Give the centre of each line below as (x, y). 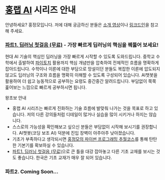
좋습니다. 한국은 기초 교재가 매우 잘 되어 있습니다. (65, 158)
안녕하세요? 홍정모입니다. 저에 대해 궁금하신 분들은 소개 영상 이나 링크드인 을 (77, 25)
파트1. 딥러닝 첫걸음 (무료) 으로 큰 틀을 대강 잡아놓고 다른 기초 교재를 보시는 (83, 151)
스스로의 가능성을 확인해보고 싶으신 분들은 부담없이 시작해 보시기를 (76, 127)
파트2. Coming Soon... (32, 172)
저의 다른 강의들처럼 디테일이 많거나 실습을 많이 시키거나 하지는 (87, 114)
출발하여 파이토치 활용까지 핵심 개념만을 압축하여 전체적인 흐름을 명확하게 (88, 63)
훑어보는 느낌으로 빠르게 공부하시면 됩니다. (46, 87)
